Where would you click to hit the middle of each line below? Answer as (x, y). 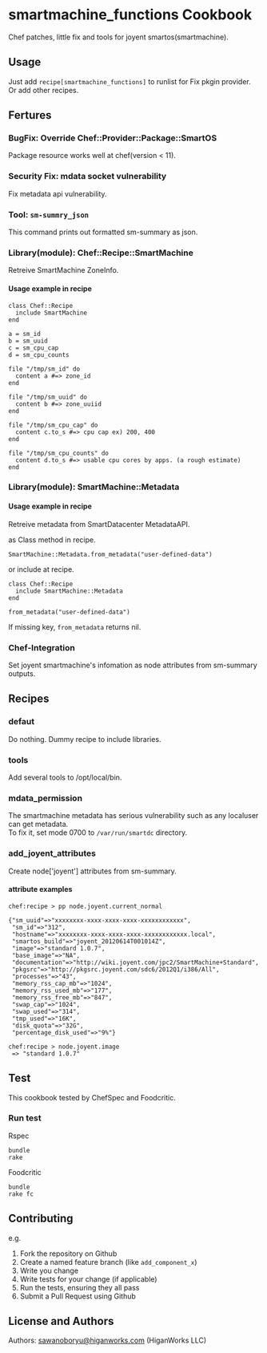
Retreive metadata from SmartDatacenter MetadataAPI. (99, 524)
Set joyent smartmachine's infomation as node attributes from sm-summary (133, 665)
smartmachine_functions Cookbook (130, 15)
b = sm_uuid (28, 341)
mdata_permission (45, 798)
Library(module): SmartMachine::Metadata (94, 487)
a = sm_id (25, 334)
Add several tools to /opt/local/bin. (65, 777)
